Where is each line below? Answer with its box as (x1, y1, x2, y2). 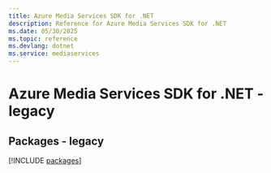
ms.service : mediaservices (8, 50, 100, 58)
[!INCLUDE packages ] (8, 156, 82, 165)
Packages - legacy (8, 134, 104, 148)
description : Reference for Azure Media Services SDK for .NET (8, 19, 227, 28)
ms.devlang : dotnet (8, 42, 75, 50)
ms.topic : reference (8, 34, 79, 43)
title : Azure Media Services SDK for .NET (8, 11, 154, 20)
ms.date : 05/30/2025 (8, 27, 79, 35)
